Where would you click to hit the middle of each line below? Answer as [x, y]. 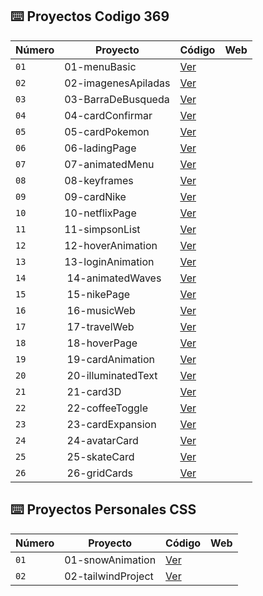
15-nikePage [98, 294]
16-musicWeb [101, 310]
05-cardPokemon [107, 131]
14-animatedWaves [114, 278]
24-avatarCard [102, 440]
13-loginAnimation [109, 261]
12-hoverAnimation [111, 245]
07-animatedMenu [109, 164]
